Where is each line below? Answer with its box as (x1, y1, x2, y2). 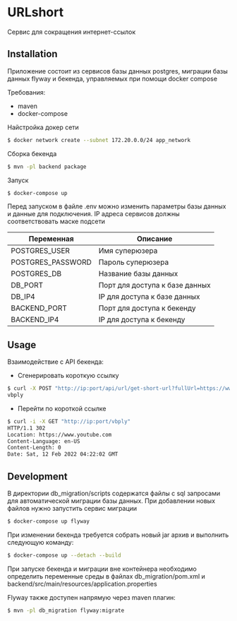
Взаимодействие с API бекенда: (7, 357, 104, 366)
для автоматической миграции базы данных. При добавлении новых (7, 497, 216, 505)
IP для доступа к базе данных (98, 292, 200, 302)
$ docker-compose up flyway (7, 518, 90, 525)
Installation (7, 48, 58, 60)
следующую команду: (7, 538, 74, 546)
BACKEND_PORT (11, 303, 67, 313)
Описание (136, 234, 173, 244)
